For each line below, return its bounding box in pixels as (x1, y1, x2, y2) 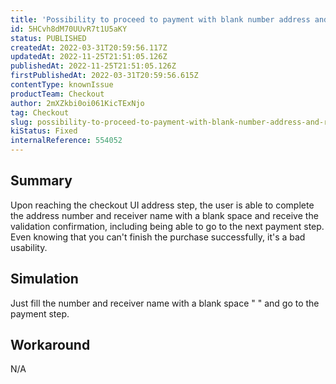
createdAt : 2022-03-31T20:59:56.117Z (10, 42, 168, 53)
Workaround (10, 337, 91, 354)
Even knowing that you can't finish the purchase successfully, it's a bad (10, 231, 306, 243)
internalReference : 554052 (10, 136, 123, 146)
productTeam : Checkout (10, 89, 105, 99)
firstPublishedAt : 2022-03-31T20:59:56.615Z (10, 71, 199, 81)
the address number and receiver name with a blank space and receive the (10, 209, 319, 221)
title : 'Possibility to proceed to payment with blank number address (10, 14, 311, 25)
